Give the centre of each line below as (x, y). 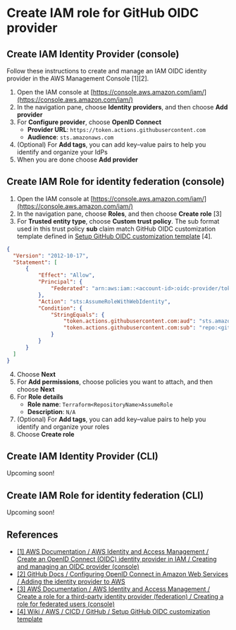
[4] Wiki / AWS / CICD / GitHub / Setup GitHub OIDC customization (113, 611)
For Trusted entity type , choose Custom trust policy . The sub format (118, 221)
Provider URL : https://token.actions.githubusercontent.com (116, 129)
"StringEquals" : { (78, 315)
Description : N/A (51, 411)
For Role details (40, 396)
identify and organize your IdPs (62, 152)
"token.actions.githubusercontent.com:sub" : (130, 328)
